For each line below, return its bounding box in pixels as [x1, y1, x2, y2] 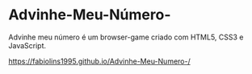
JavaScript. [8, 40, 47, 50]
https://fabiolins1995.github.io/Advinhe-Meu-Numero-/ [8, 56, 191, 66]
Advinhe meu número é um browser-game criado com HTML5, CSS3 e [8, 32, 244, 42]
